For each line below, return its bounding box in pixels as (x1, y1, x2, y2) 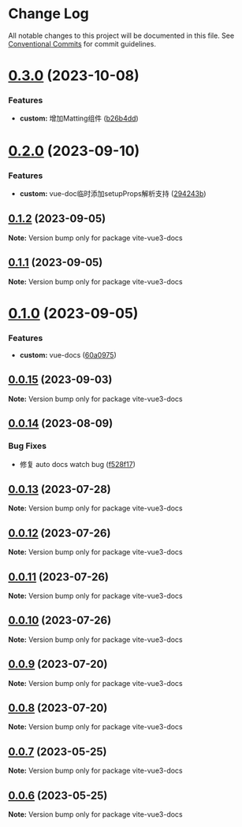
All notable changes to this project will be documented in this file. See (8, 31, 235, 40)
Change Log (8, 5, 89, 23)
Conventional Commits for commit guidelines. (8, 39, 156, 48)
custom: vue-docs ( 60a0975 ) (19, 350, 117, 360)
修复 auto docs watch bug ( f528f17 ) (19, 459, 136, 469)
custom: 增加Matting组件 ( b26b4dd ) (19, 113, 140, 123)
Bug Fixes (8, 440, 47, 451)
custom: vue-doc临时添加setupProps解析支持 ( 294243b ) (19, 188, 207, 198)
